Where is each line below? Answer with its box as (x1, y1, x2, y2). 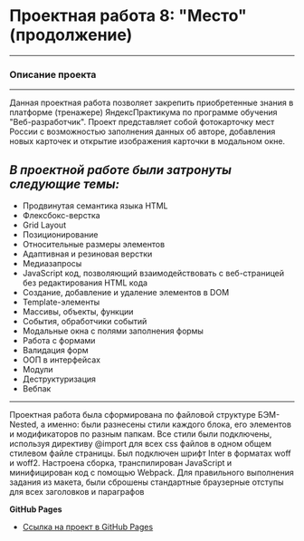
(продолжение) (9, 24, 133, 45)
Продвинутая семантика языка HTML (22, 200, 168, 211)
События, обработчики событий (22, 316, 147, 327)
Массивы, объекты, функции (22, 306, 134, 317)
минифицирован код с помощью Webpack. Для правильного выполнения (9, 468, 294, 478)
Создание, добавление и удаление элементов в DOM (22, 287, 230, 298)
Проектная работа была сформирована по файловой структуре (9, 410, 256, 420)
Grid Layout (22, 219, 66, 231)
